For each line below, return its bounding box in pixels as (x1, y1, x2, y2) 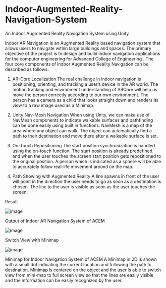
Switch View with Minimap (5, 237, 59, 243)
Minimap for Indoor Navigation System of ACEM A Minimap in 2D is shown (5, 256, 157, 262)
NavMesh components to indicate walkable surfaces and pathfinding (12, 117, 153, 123)
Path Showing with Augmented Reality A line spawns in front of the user (12, 173, 160, 179)
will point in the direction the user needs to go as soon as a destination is (12, 178, 162, 184)
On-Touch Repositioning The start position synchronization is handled (12, 142, 155, 148)
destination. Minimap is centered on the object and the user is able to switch (5, 267, 161, 273)
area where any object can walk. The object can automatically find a (12, 127, 152, 133)
